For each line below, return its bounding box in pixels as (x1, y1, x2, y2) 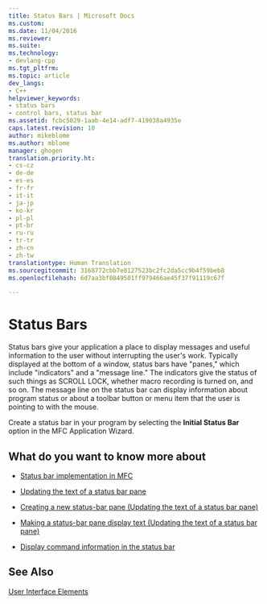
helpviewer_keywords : (8, 94, 81, 102)
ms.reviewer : (8, 34, 52, 43)
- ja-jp (8, 199, 35, 207)
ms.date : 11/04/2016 (8, 27, 78, 35)
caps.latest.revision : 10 (8, 124, 95, 132)
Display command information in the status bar (19, 542, 175, 552)
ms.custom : (8, 19, 45, 27)
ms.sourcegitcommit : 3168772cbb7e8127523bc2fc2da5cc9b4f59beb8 (8, 267, 225, 275)
